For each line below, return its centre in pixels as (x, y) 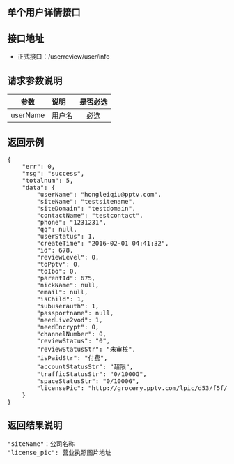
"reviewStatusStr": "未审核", (86, 349)
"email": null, (62, 292)
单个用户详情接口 (44, 13)
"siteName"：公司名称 (41, 444)
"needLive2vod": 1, (70, 320)
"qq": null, (57, 229)
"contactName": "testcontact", (90, 215)
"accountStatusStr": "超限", (85, 366)
